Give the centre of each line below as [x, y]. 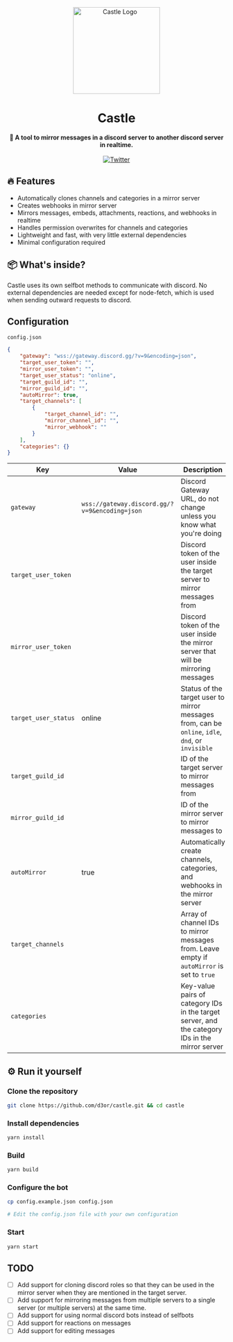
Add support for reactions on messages [74, 1323]
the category [201, 1029]
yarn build [23, 1170]
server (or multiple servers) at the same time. [82, 1308]
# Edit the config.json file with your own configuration [93, 1214]
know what [198, 525]
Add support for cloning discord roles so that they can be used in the [116, 1285]
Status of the [201, 689]
